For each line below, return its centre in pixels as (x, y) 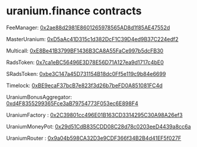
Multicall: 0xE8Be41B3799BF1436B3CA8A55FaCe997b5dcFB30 (85, 50)
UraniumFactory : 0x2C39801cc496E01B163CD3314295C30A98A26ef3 (95, 115)
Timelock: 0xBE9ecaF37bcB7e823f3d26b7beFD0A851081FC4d (84, 85)
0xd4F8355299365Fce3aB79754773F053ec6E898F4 (72, 103)
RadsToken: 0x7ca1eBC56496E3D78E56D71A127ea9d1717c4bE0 (85, 62)
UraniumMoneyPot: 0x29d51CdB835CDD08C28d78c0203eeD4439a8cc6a (98, 126)
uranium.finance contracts (74, 11)
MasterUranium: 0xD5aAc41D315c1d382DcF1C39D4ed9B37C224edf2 (93, 39)
